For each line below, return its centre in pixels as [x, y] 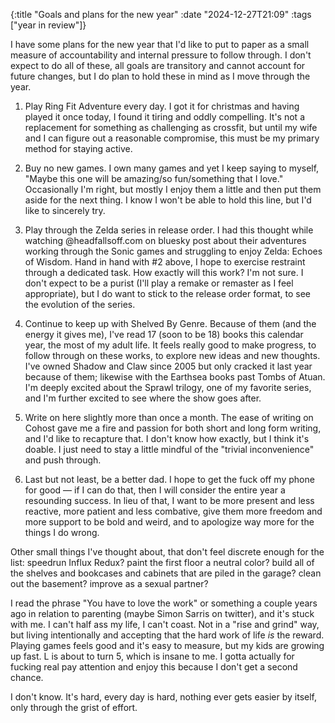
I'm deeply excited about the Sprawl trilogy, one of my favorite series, [168, 387]
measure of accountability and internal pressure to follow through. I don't [161, 55]
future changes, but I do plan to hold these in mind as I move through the [160, 76]
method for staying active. [78, 148]
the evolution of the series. [80, 304]
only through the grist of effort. [74, 707]
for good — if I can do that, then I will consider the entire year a [155, 490]
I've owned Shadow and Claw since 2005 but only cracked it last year [168, 366]
